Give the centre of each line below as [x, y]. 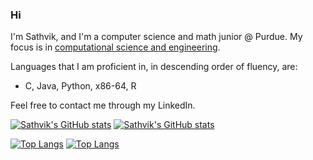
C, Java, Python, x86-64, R [80, 86]
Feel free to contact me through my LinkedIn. [103, 105]
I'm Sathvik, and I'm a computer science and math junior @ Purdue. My [156, 37]
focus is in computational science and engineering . [115, 47]
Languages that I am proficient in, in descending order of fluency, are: [154, 67]
